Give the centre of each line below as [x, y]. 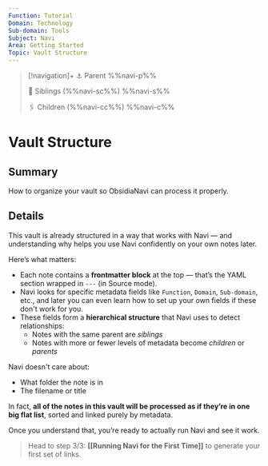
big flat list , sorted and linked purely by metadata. [91, 414]
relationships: [42, 325]
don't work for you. [52, 309]
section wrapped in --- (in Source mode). [88, 283]
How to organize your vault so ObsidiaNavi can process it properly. [119, 191]
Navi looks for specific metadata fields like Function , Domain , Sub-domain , [139, 292]
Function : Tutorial [41, 16]
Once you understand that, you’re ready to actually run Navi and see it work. [134, 430]
